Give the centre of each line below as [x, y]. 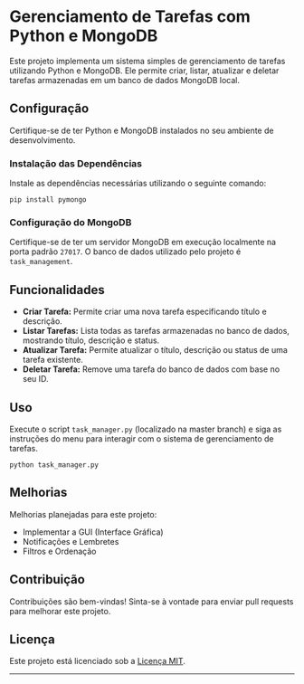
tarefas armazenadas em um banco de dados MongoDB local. [125, 80]
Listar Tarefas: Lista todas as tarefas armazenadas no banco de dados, [156, 331]
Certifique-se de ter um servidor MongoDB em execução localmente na [143, 242]
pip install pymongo [48, 200]
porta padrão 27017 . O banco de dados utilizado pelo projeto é [125, 252]
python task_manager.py [54, 465]
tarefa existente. [53, 360]
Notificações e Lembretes [71, 541]
